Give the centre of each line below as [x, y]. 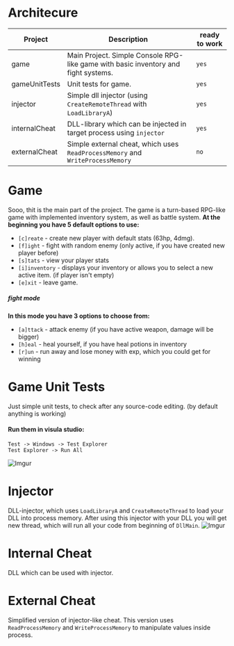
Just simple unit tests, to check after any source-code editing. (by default [113, 406]
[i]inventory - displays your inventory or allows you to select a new [116, 267]
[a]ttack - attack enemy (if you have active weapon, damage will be [116, 329]
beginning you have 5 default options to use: [74, 225]
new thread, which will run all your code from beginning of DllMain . [104, 525]
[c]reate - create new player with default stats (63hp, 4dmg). [106, 238]
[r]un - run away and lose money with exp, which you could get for [114, 351]
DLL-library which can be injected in [127, 124]
